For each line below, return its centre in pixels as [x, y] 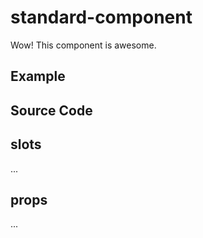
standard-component [101, 17]
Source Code [51, 110]
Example [38, 76]
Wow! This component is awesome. [83, 45]
